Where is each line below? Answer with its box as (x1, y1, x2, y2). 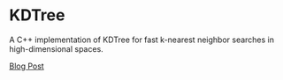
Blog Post (9, 61, 44, 71)
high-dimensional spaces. (9, 43, 103, 54)
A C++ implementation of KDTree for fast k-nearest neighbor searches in (9, 34, 275, 45)
